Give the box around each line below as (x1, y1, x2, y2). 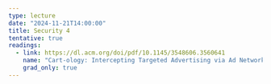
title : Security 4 (8, 26, 70, 34)
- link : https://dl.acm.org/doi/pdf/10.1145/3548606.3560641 (15, 49, 226, 57)
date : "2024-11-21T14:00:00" (8, 19, 106, 27)
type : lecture (8, 11, 56, 20)
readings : (8, 42, 42, 50)
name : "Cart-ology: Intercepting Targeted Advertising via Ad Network (23, 57, 265, 65)
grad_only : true (23, 64, 78, 72)
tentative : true (8, 34, 63, 42)
